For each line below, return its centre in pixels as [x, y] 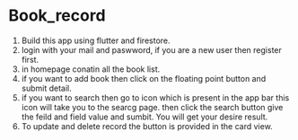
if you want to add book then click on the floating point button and [144, 78]
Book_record [57, 16]
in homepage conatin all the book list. [91, 69]
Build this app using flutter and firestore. [96, 40]
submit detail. [47, 88]
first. [30, 59]
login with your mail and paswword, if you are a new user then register [151, 49]
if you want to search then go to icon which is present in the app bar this [155, 97]
